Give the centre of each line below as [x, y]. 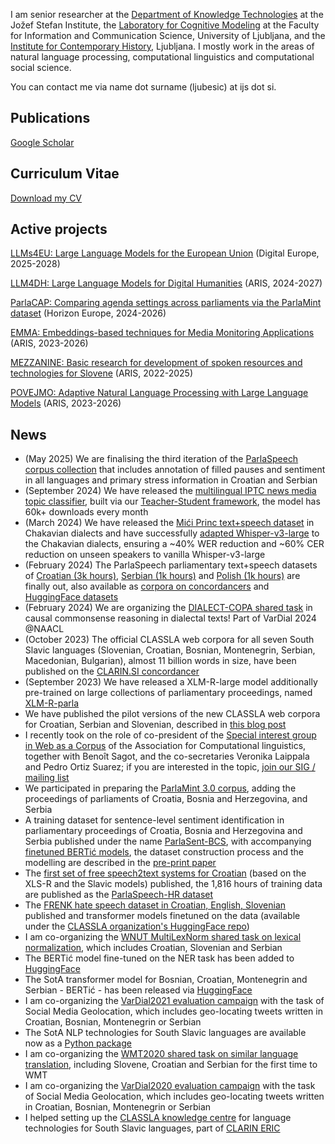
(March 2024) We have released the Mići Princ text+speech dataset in [169, 523]
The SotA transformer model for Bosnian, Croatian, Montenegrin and [166, 980]
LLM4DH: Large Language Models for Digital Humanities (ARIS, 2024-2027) [166, 283]
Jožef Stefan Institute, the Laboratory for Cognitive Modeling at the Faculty [165, 25]
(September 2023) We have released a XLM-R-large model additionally [171, 682]
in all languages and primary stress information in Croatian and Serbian [171, 480]
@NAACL [44, 629]
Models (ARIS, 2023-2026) [66, 403]
